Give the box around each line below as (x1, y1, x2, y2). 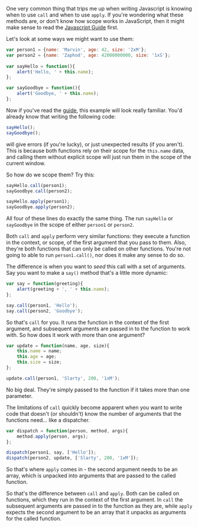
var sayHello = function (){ (6, 63, 76, 69)
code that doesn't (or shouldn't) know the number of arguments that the (6, 410, 181, 417)
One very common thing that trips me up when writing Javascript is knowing (6, 5, 192, 12)
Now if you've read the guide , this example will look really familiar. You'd (6, 107, 183, 114)
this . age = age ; (17, 354, 57, 360)
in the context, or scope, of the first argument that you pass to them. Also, (6, 239, 186, 246)
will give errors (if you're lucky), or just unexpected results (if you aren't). (6, 140, 184, 147)
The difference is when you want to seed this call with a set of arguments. (6, 263, 186, 270)
